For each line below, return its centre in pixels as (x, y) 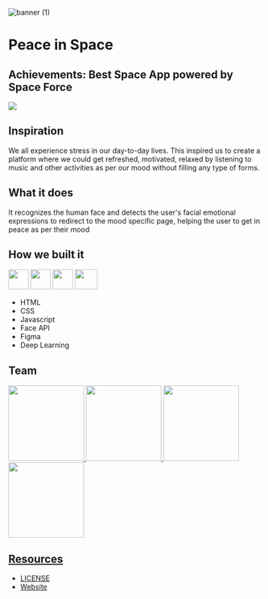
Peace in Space (61, 45)
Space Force (40, 87)
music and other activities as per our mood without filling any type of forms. (134, 167)
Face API (35, 328)
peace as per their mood (49, 229)
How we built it (46, 254)
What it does (41, 193)
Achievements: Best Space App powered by (121, 74)
